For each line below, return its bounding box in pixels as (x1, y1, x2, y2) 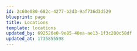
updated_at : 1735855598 (6, 36, 64, 42)
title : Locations (6, 19, 49, 25)
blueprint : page (6, 14, 46, 20)
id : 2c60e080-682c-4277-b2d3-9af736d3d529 (6, 8, 111, 15)
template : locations (6, 25, 57, 31)
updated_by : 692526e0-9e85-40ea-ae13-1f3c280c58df (6, 30, 132, 36)
